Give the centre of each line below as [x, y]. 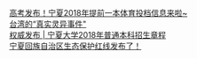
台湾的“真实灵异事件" [48, 24]
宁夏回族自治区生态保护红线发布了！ [75, 46]
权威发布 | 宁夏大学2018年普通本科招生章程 [88, 35]
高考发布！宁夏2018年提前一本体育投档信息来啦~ [98, 13]
